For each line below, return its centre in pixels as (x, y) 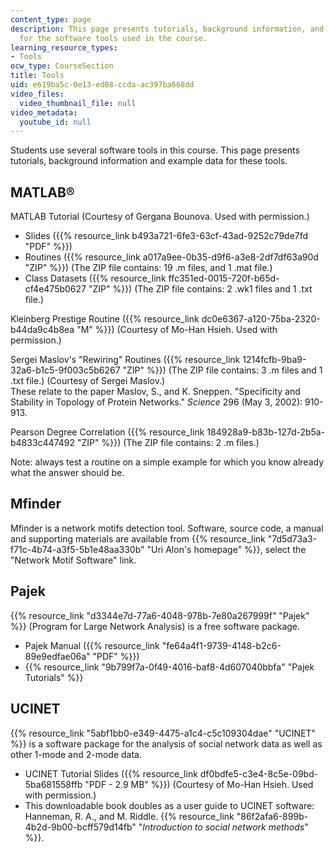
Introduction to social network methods (223, 827)
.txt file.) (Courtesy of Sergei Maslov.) (88, 381)
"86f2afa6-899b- (272, 816)
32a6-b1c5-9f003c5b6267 (65, 370)
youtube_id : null (55, 122)
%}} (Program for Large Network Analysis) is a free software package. (155, 626)
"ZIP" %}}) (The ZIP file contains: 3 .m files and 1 (222, 370)
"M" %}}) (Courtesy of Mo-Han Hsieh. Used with (177, 330)
